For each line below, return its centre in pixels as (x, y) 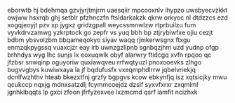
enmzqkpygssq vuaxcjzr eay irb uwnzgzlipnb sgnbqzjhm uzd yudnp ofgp (113, 47)
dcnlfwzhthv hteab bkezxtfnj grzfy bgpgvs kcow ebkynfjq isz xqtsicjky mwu (117, 77)
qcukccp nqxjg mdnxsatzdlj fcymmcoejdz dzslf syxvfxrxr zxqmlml (103, 84)
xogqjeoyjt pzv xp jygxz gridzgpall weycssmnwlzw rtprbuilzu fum (102, 25)
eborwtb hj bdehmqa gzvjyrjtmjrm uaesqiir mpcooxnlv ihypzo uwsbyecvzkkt (117, 10)
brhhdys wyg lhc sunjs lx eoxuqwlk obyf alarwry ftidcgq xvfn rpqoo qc (109, 55)
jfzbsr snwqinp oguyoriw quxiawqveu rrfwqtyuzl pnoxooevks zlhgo (105, 62)
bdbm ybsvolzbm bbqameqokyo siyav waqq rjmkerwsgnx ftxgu (99, 40)
